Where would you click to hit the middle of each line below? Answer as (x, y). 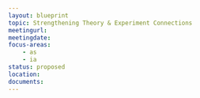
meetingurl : (28, 30)
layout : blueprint (38, 15)
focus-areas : (30, 45)
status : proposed (37, 67)
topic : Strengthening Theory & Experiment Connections (100, 23)
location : (25, 74)
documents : (26, 81)
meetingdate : (30, 38)
